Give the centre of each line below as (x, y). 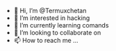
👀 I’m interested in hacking (52, 18)
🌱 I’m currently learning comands (61, 25)
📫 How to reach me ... (46, 40)
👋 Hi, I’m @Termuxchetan (50, 11)
